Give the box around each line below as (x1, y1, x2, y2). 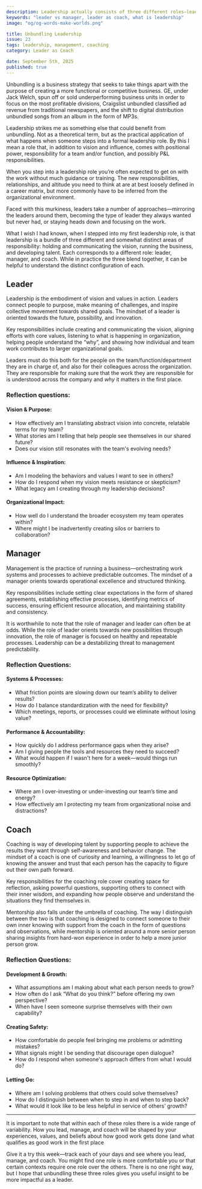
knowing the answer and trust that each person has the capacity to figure (6, 860, 188, 867)
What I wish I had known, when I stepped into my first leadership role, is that (6, 229, 195, 237)
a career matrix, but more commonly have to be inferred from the (6, 187, 168, 194)
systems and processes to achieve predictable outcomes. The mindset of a (6, 571, 192, 578)
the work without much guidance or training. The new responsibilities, (6, 174, 179, 181)
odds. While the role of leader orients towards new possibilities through (6, 626, 183, 633)
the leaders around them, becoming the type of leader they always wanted (6, 211, 191, 219)
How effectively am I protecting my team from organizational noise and (14, 801, 191, 808)
